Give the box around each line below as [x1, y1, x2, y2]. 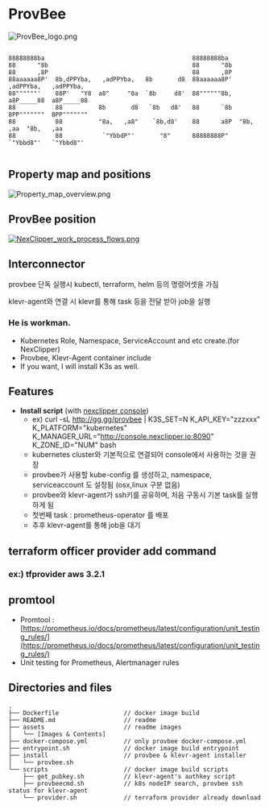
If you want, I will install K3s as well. [19, 361, 139, 371]
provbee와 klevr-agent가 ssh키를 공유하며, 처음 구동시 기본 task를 [31, 490, 243, 500]
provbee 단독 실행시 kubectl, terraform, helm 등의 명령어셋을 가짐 [8, 280, 219, 289]
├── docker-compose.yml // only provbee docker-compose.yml [8, 737, 247, 746]
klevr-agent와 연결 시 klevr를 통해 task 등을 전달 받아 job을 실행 [8, 297, 211, 306]
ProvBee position [8, 213, 97, 226]
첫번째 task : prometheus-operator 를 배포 [31, 510, 169, 520]
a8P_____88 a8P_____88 [8, 96, 89, 105]
